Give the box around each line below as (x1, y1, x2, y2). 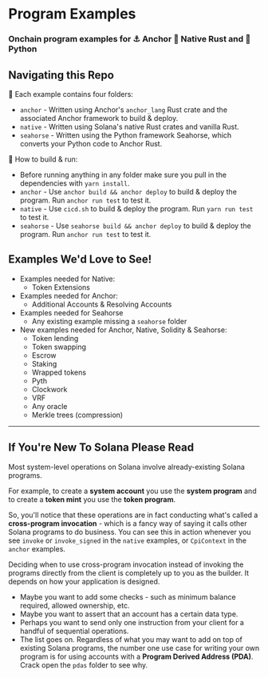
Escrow (31, 350, 57, 360)
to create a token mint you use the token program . (8, 494, 176, 504)
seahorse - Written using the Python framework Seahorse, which (19, 130, 232, 140)
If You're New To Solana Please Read (8, 441, 195, 455)
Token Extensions (31, 282, 90, 292)
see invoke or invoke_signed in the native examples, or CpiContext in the (8, 536, 247, 545)
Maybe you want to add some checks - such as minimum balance (19, 592, 237, 601)
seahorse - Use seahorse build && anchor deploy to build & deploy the (19, 221, 251, 231)
